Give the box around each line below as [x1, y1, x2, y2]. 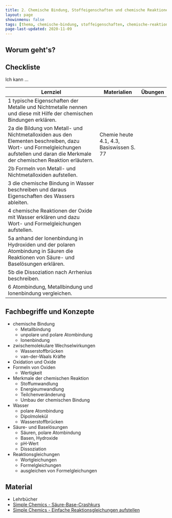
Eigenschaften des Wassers [8, 192, 75, 200]
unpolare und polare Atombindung [20, 332, 93, 338]
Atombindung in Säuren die [8, 248, 73, 255]
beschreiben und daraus [8, 186, 67, 193]
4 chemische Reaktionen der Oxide [8, 207, 93, 214]
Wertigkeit [20, 370, 42, 376]
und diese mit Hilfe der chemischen [8, 110, 93, 117]
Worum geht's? [5, 46, 56, 54]
